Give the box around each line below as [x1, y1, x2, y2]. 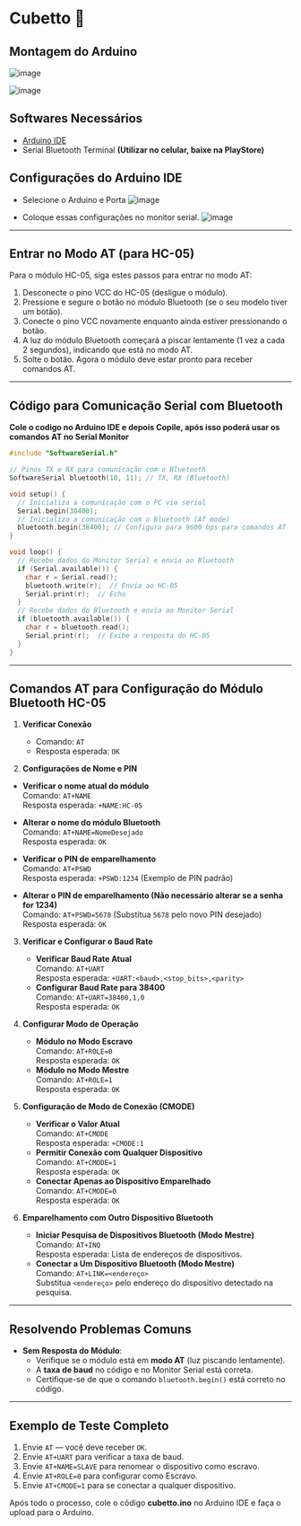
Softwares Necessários [9, 111, 143, 127]
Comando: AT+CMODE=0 [35, 1186, 117, 1196]
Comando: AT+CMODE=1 [35, 1157, 117, 1168]
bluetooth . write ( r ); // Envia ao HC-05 [25, 581, 178, 590]
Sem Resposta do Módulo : [21, 1345, 123, 1356]
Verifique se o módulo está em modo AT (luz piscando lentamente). [35, 1355, 286, 1366]
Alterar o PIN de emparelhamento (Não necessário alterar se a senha [21, 890, 284, 901]
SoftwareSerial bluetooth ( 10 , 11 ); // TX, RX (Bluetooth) [9, 473, 230, 482]
